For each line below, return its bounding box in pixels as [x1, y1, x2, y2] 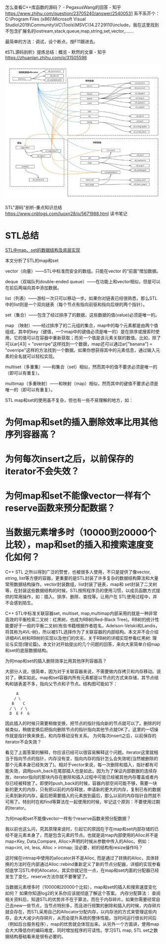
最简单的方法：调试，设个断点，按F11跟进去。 [5, 39, 98, 44]
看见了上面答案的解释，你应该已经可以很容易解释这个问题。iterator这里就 [5, 749, 154, 755]
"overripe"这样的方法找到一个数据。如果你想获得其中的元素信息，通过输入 [5, 347, 156, 353]
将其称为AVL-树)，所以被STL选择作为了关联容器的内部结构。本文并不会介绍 [5, 629, 159, 635]
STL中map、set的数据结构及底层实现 [5, 247, 81, 253]
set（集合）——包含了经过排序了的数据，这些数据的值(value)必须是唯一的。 [5, 312, 160, 318]
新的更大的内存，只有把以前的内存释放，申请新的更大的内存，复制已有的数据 [5, 786, 161, 792]
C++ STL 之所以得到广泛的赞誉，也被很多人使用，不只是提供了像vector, [5, 569, 151, 575]
